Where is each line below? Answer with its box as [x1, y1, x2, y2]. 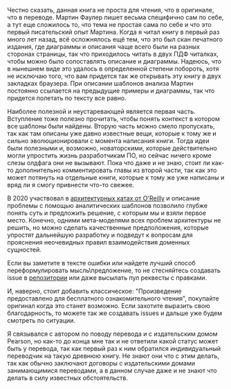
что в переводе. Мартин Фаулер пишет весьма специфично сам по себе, [7, 13, 224, 21]
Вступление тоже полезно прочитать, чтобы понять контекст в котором [7, 115, 220, 123]
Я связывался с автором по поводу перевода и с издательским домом [7, 330, 218, 338]
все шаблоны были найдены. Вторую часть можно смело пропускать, [7, 122, 216, 130]
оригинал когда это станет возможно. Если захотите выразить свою [7, 302, 210, 310]
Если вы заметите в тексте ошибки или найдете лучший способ [7, 259, 196, 267]
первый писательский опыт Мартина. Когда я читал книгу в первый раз [7, 28, 220, 36]
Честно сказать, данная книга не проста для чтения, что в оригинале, [7, 6, 214, 14]
